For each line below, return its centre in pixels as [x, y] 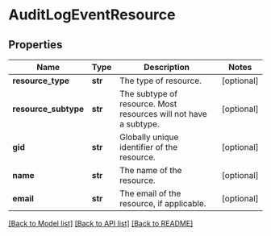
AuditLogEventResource [92, 15]
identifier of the [149, 147]
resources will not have [163, 114]
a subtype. [140, 124]
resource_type [41, 81]
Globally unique [149, 137]
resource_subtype [48, 109]
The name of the [151, 170]
